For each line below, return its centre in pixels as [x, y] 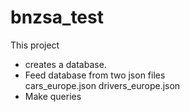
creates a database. [65, 64]
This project [35, 45]
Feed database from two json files [95, 75]
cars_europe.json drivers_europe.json [102, 85]
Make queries [53, 96]
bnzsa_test [57, 17]
